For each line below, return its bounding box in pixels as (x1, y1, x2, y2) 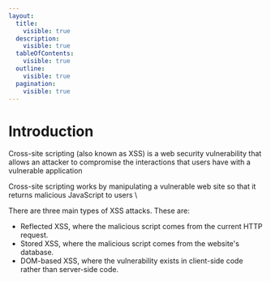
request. (19, 230, 49, 240)
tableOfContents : (15, 49, 75, 57)
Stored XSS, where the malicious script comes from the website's (19, 239, 239, 249)
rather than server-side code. (19, 265, 119, 275)
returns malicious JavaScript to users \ (8, 190, 138, 200)
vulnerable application (8, 166, 83, 176)
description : (15, 34, 60, 43)
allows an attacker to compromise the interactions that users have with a (8, 157, 252, 167)
